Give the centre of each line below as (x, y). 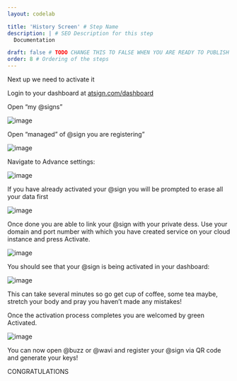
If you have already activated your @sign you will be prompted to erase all (115, 189)
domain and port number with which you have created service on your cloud (119, 232)
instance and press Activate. (49, 239)
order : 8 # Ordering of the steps (58, 59)
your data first (28, 197)
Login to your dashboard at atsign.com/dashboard (81, 93)
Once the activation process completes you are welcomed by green (106, 315)
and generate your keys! (43, 358)
